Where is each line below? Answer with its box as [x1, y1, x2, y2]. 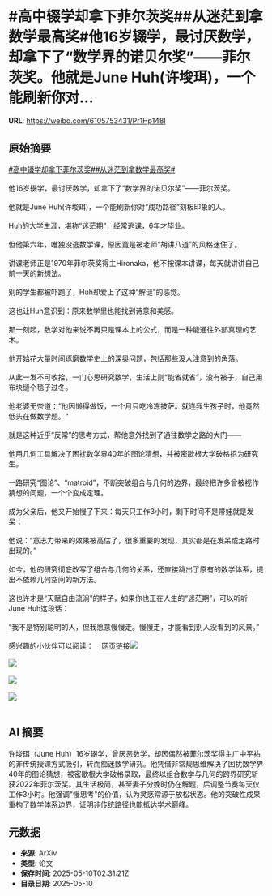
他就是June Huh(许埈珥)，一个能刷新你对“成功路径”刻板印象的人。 [8, 202, 230, 212]
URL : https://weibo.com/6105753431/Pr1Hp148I [8, 115, 166, 126]
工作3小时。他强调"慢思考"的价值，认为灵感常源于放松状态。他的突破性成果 [8, 789, 261, 799]
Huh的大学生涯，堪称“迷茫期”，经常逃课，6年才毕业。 [8, 221, 189, 230]
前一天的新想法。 [8, 268, 66, 278]
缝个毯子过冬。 [22, 382, 73, 392]
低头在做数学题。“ [8, 411, 69, 421]
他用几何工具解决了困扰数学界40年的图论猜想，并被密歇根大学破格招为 [8, 448, 244, 458]
